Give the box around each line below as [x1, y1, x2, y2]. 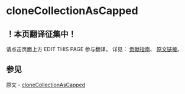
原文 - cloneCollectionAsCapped [6, 81, 86, 88]
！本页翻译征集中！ [6, 29, 76, 39]
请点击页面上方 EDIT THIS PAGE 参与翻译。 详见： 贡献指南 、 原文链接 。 [6, 46, 183, 52]
